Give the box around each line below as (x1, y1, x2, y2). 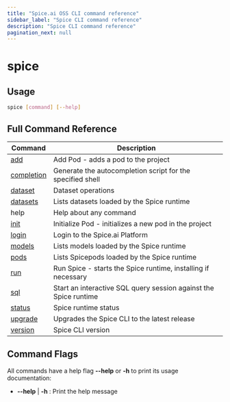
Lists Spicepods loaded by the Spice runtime (53, 252, 197, 262)
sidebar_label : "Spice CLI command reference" (7, 16, 142, 23)
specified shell (53, 174, 101, 184)
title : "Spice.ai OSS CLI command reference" (7, 10, 139, 17)
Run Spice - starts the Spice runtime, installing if (53, 263, 209, 273)
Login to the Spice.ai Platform (53, 230, 149, 240)
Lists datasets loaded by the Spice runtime (53, 197, 190, 206)
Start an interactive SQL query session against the (53, 283, 214, 292)
